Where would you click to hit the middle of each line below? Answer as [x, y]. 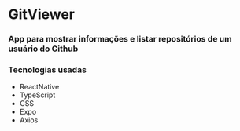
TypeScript [37, 95]
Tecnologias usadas [47, 70]
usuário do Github [43, 49]
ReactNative [39, 87]
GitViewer [42, 15]
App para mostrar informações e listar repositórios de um [120, 39]
